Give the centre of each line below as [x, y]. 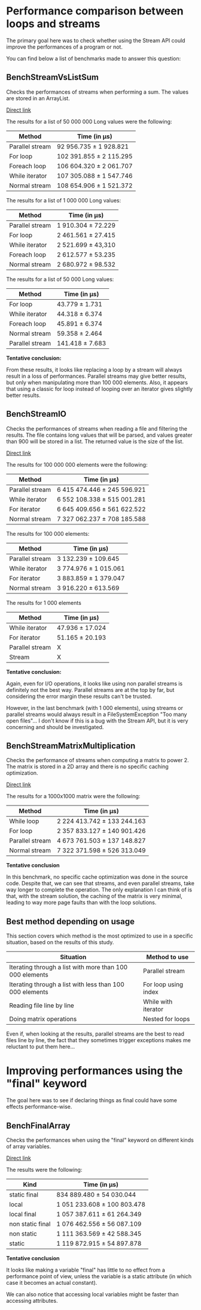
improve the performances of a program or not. [64, 47]
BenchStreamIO [36, 414]
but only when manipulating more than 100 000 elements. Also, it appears [97, 382]
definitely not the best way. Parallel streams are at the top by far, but [90, 690]
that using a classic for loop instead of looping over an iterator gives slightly [100, 389]
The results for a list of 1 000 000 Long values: [64, 200]
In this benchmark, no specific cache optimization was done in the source [97, 877]
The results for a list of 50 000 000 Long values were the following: [89, 121]
